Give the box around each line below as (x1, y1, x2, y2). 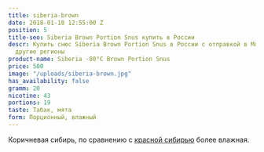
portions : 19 (8, 99, 51, 107)
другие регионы (15, 48, 65, 56)
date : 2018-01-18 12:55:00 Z (8, 19, 104, 27)
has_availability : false (8, 77, 90, 85)
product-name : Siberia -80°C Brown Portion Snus (8, 56, 170, 63)
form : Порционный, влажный (8, 114, 97, 121)
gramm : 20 (8, 84, 41, 92)
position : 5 (8, 26, 47, 34)
